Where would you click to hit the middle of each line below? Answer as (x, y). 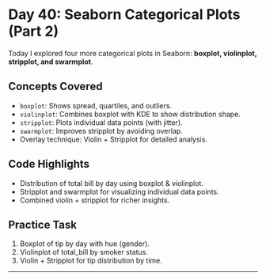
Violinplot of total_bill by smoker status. (84, 252)
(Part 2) (34, 31)
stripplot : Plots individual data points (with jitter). (101, 122)
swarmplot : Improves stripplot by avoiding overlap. (101, 131)
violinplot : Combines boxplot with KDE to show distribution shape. (130, 114)
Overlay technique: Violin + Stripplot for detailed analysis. (114, 139)
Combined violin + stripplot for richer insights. (95, 200)
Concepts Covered (55, 87)
